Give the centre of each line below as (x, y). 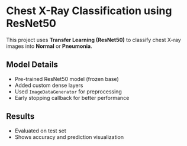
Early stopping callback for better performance (72, 98)
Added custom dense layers (49, 85)
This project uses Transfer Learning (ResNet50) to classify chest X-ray (94, 40)
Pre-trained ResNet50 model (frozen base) (67, 79)
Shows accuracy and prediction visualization (69, 137)
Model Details (32, 65)
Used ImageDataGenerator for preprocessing (68, 91)
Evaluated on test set (40, 131)
